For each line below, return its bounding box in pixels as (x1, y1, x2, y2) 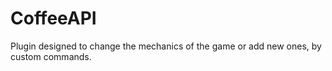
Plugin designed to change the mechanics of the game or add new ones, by (10, 40, 322, 52)
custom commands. (10, 50, 92, 62)
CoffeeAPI (10, 7, 97, 30)
